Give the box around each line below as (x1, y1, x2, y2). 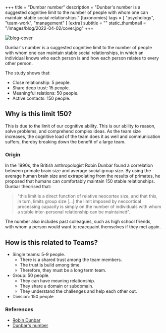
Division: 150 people (12, 293, 54, 299)
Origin (5, 151, 21, 158)
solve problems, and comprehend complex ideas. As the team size (5, 128, 141, 134)
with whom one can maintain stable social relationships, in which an (5, 50, 144, 56)
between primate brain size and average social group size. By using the (5, 168, 151, 174)
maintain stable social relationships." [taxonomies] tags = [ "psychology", (5, 15, 155, 20)
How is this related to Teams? (5, 238, 98, 247)
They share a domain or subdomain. (19, 283, 94, 289)
